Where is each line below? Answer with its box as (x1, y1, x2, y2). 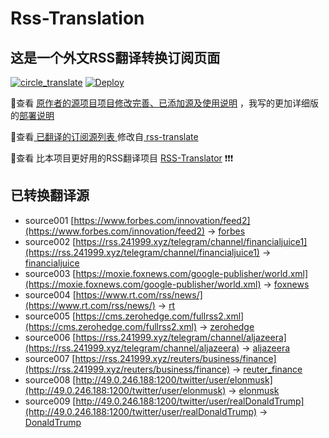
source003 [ (24, 267, 77, 279)
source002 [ (24, 235, 77, 247)
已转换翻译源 (10, 187, 90, 204)
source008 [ (24, 373, 77, 386)
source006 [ (24, 331, 77, 343)
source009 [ (24, 395, 77, 407)
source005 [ (24, 310, 77, 322)
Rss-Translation (10, 7, 145, 30)
